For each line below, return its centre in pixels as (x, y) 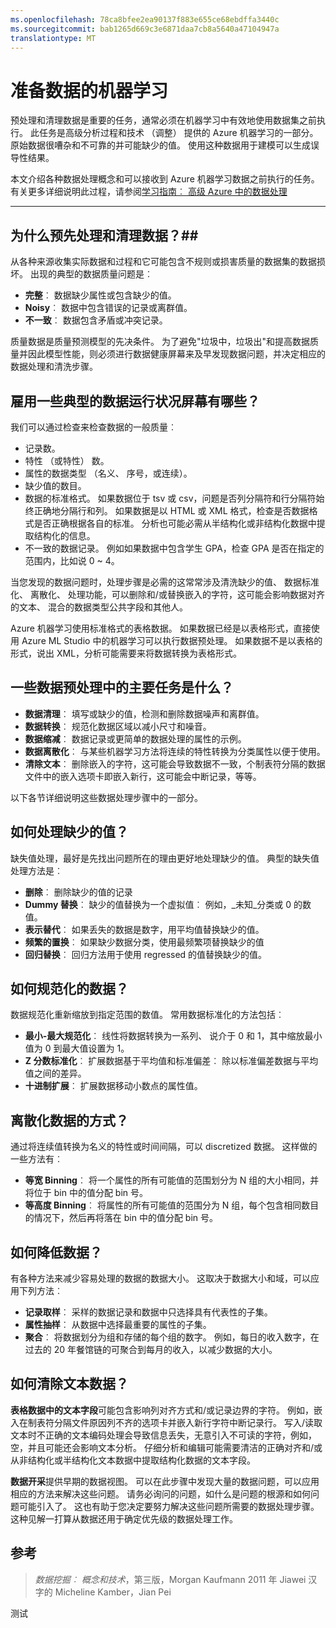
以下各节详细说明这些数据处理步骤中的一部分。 (106, 797)
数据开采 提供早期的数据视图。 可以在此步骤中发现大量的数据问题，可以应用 (165, 1481)
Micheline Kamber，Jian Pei (113, 1592)
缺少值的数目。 (55, 485)
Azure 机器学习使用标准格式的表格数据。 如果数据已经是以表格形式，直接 (161, 628)
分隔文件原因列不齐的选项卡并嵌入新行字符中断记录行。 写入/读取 (188, 1422)
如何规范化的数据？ (69, 988)
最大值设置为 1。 (95, 1048)
